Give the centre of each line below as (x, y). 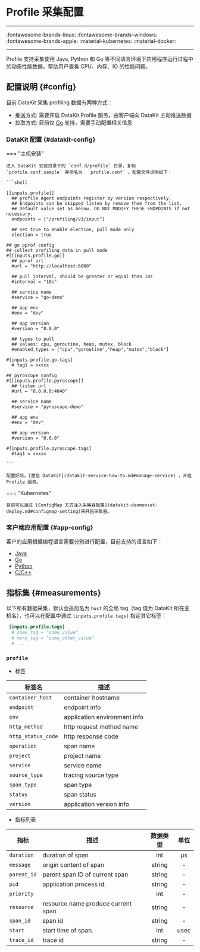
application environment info (104, 717)
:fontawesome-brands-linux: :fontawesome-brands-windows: (82, 35)
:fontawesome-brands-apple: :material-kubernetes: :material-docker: (91, 41)
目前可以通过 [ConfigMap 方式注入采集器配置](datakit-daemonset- (82, 505)
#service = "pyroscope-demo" (48, 407)
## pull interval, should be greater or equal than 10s (82, 277)
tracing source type (91, 775)
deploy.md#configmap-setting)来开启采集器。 (59, 512)
